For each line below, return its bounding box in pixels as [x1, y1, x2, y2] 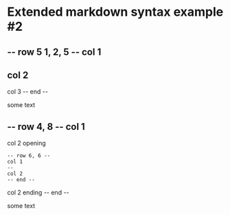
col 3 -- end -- [7, 87, 48, 96]
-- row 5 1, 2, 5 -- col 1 [7, 46, 102, 58]
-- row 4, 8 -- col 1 [7, 121, 86, 133]
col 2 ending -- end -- [7, 188, 70, 196]
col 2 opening [7, 139, 46, 148]
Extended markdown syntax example [7, 4, 224, 20]
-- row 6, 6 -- [7, 152, 51, 159]
